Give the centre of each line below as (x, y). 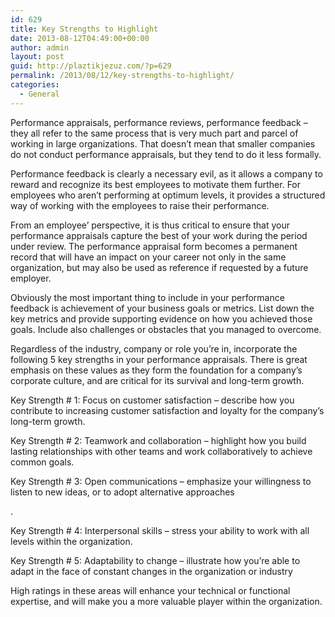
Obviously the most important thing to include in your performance (147, 297)
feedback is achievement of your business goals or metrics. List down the (162, 308)
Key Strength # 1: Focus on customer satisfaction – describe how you (152, 400)
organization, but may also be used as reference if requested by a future (159, 267)
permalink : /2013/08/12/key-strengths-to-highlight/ (122, 76)
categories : (35, 85)
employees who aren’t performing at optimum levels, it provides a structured (168, 195)
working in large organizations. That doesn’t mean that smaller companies (163, 143)
